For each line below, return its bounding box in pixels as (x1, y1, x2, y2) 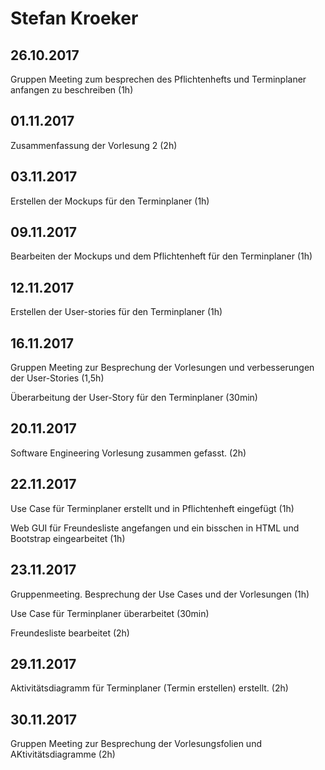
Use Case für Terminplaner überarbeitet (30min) (10, 607, 210, 619)
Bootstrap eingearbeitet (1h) (10, 532, 126, 544)
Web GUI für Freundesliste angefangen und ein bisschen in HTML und (10, 522, 300, 534)
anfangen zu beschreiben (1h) (10, 84, 134, 96)
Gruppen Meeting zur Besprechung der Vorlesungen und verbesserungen (10, 362, 315, 374)
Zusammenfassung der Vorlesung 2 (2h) (10, 139, 178, 151)
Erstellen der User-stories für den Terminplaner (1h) (10, 306, 223, 318)
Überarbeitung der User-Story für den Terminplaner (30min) (10, 392, 258, 404)
